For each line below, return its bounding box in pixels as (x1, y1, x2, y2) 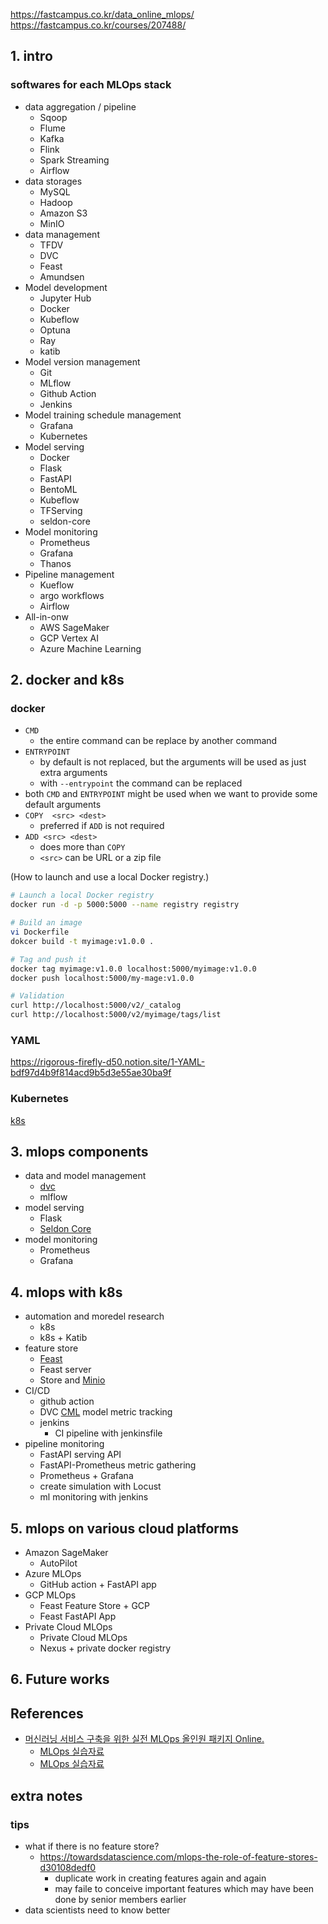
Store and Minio (39, 1374, 106, 1386)
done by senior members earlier (54, 1893, 187, 1905)
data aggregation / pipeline (24, 100, 137, 113)
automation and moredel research (24, 1310, 165, 1323)
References (10, 1705, 84, 1722)
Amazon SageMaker (24, 1547, 109, 1559)
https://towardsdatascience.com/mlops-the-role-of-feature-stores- (39, 1850, 318, 1863)
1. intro (10, 48, 53, 65)
